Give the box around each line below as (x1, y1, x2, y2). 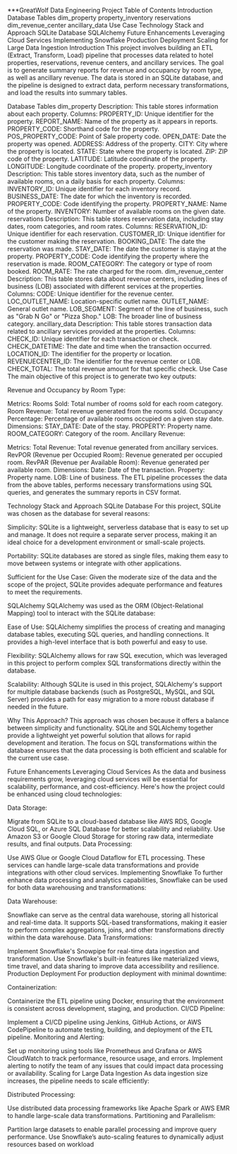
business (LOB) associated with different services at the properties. (7, 282, 203, 290)
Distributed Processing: (7, 1090, 75, 1098)
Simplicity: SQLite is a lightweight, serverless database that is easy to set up (7, 523, 229, 531)
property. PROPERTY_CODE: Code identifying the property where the (7, 252, 209, 260)
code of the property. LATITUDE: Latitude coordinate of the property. (7, 155, 208, 163)
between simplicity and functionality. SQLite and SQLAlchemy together (7, 723, 214, 732)
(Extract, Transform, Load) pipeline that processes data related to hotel (7, 51, 214, 59)
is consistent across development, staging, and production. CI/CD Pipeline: (7, 1004, 226, 1012)
